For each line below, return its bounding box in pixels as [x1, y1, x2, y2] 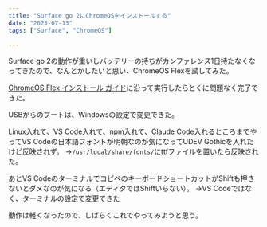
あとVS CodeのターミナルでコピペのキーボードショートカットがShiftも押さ [8, 174, 255, 183]
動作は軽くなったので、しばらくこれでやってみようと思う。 [8, 210, 203, 220]
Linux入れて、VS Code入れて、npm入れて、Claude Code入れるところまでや [8, 127, 257, 136]
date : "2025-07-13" [8, 19, 73, 27]
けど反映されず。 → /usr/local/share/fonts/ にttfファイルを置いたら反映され [8, 147, 259, 156]
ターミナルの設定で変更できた [22, 194, 120, 203]
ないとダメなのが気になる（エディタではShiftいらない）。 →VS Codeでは [8, 184, 245, 194]
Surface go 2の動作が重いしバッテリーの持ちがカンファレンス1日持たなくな [8, 57, 257, 66]
